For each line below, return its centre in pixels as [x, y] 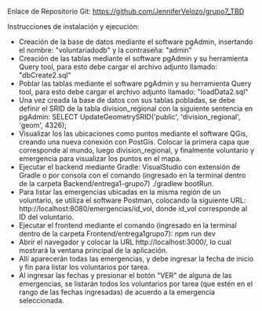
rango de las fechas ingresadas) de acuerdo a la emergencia [117, 292]
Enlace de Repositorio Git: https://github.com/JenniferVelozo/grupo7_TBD [126, 11]
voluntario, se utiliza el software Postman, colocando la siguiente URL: [132, 200]
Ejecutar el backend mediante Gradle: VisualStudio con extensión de [129, 167]
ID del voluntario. [46, 217]
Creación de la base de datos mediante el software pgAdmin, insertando [136, 42]
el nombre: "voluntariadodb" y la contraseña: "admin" [106, 50]
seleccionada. [41, 300]
